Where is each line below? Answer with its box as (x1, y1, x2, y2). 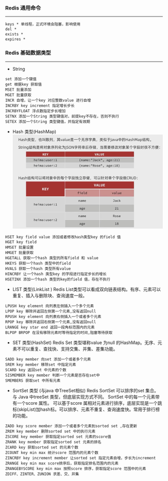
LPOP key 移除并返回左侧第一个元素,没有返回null (5, 308, 96, 314)
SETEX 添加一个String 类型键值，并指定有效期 (5, 119, 90, 124)
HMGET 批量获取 (5, 250, 34, 255)
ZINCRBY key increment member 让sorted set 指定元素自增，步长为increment (5, 455, 156, 460)
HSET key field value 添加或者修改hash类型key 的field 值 (5, 234, 121, 239)
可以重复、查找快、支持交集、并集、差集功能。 (21, 346, 118, 352)
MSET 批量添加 (5, 87, 31, 92)
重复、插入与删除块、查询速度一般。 (12, 292, 87, 298)
